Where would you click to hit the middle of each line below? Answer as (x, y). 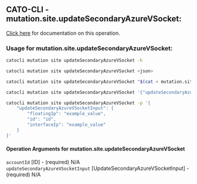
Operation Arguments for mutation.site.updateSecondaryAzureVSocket (96, 149)
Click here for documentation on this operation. (63, 33)
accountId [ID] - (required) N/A (43, 162)
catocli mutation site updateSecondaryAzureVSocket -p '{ (78, 103)
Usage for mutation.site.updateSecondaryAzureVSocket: (89, 48)
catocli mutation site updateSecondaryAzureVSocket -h (74, 61)
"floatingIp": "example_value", (67, 114)
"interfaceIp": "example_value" (67, 125)
